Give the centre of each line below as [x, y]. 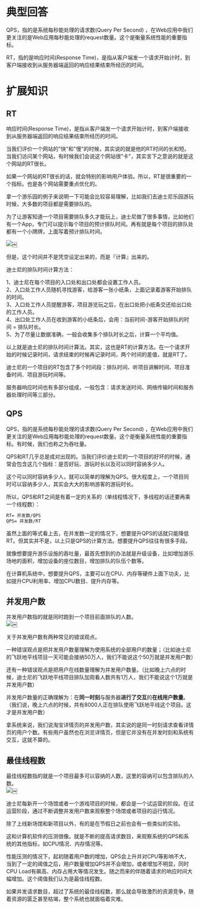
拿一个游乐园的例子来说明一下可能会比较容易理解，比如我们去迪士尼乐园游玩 [100, 196]
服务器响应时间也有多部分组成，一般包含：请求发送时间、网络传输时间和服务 [100, 387]
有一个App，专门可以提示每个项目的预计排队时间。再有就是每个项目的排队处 [100, 224]
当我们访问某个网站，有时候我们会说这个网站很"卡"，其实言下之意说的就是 [97, 156]
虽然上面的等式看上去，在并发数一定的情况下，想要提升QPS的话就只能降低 [98, 533]
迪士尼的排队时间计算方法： [40, 269]
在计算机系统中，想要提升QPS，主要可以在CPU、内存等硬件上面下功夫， [95, 574]
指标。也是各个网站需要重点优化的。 [55, 184]
